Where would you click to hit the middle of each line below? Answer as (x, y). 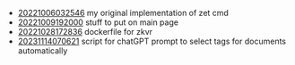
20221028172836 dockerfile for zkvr (85, 32)
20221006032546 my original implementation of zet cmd (123, 13)
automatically (43, 51)
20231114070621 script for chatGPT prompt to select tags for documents (152, 41)
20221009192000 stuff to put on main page (98, 22)
